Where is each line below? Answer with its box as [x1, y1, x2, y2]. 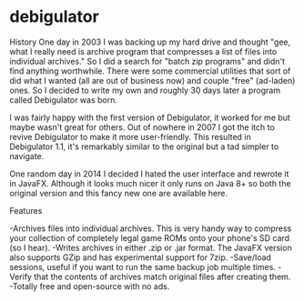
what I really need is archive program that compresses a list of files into [9, 45, 278, 56]
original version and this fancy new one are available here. [9, 187, 228, 198]
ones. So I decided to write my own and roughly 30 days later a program [9, 85, 280, 95]
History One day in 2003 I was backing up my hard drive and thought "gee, [9, 36, 291, 47]
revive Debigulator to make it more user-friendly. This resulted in [9, 131, 252, 142]
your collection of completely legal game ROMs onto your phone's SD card [9, 232, 289, 243]
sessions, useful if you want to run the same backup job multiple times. [9, 261, 276, 272]
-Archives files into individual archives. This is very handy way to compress [9, 223, 292, 234]
